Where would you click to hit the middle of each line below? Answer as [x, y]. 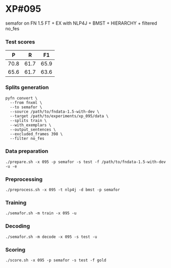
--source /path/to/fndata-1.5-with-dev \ [55, 111]
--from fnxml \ [26, 102]
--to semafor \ [26, 107]
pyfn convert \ [22, 98]
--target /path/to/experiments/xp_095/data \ [59, 116]
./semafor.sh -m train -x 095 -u [41, 213]
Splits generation [27, 88]
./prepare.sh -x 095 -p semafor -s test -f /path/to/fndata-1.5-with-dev [86, 162]
